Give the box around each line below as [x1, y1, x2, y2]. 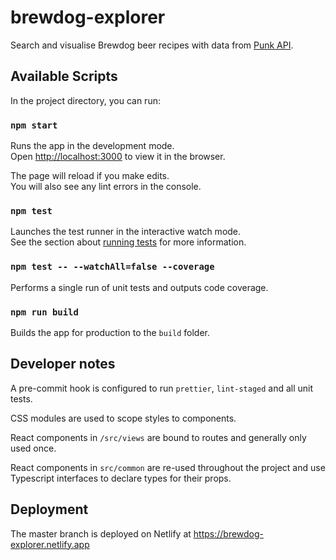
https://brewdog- [193, 527, 265, 540]
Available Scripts [10, 68, 118, 85]
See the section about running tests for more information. [10, 236, 247, 248]
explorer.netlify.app [10, 538, 90, 550]
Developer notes [10, 356, 116, 373]
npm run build [10, 306, 79, 318]
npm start [10, 119, 58, 131]
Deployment [10, 501, 89, 518]
